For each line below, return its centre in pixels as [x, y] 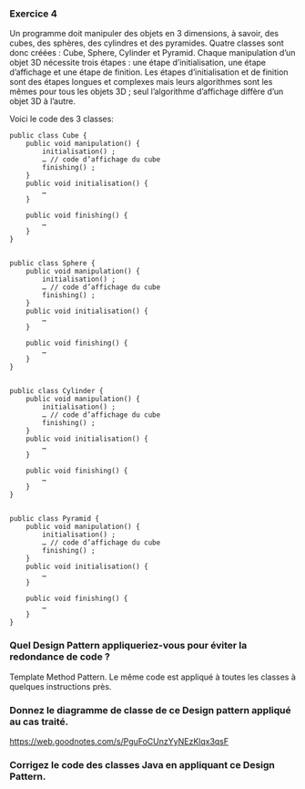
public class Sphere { [52, 264]
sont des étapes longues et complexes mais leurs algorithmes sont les [141, 82]
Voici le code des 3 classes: [61, 119]
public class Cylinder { [56, 391]
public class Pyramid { [55, 519]
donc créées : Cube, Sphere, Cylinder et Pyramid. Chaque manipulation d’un [152, 53]
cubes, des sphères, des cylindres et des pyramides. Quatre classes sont [147, 43]
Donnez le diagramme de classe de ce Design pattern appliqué [150, 710]
